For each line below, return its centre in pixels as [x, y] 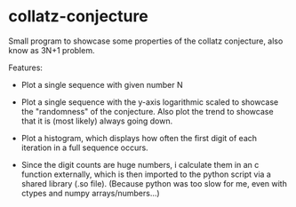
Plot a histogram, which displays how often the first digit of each [139, 138]
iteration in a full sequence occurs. [84, 147]
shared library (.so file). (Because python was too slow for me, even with [154, 183]
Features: [26, 68]
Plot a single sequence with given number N [102, 84]
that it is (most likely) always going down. [97, 121]
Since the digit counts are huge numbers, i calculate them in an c [140, 164]
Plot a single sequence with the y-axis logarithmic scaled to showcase [150, 102]
